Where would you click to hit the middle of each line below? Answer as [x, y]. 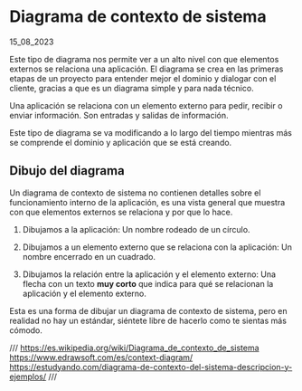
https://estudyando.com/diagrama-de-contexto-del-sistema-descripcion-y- [151, 367]
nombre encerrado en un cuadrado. [89, 256]
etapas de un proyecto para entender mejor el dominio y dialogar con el [143, 78]
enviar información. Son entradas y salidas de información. [119, 115]
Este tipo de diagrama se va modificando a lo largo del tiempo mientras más [151, 132]
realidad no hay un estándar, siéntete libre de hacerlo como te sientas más [148, 320]
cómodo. [26, 330]
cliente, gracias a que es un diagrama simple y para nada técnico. [132, 88]
